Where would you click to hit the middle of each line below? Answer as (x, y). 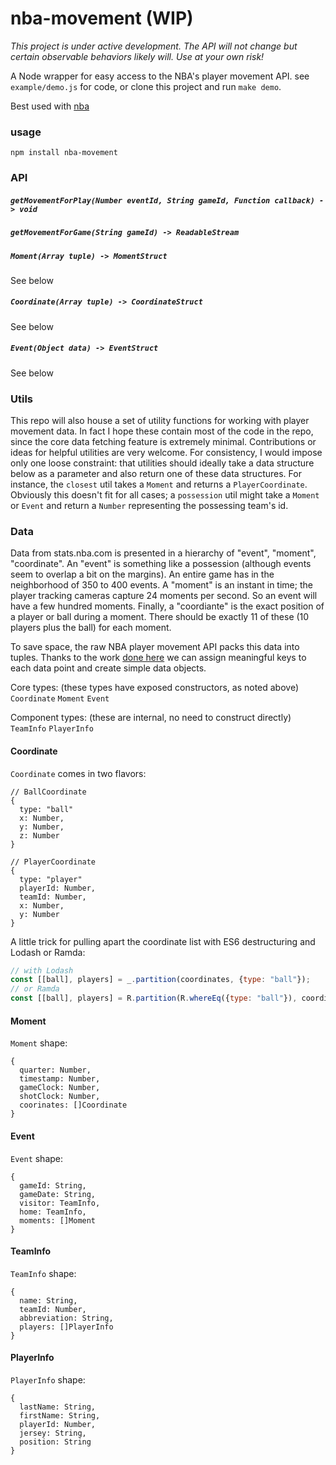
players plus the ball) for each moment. (91, 628)
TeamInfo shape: (43, 1273)
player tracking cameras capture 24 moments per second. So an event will (164, 596)
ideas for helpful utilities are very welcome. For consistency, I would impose (166, 453)
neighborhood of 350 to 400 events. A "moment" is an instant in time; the (161, 585)
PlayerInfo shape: (48, 1379)
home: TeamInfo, (53, 1212)
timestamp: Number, (60, 1079)
